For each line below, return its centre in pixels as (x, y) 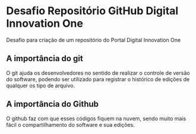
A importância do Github (53, 104)
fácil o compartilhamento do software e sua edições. (70, 125)
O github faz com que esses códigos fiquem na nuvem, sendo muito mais (96, 118)
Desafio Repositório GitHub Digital (92, 11)
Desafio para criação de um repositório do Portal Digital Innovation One (94, 40)
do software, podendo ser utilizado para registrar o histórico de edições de (98, 79)
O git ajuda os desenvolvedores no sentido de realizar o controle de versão (98, 73)
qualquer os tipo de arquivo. (41, 85)
